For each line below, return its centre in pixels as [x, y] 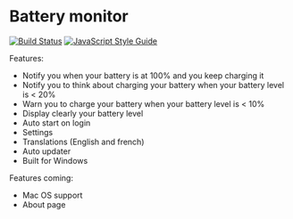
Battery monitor [69, 16]
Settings [38, 132]
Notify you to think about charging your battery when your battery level [153, 85]
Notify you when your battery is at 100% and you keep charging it [143, 75]
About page [44, 204]
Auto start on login [56, 123]
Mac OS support [52, 195]
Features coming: [42, 178]
